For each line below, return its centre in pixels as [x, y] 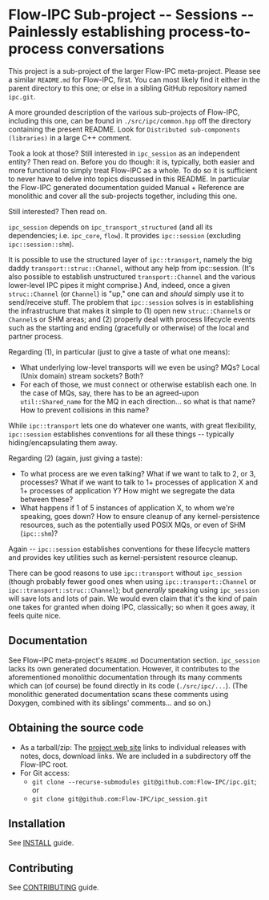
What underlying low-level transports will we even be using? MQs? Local [140, 367]
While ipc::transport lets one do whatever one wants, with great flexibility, [132, 425]
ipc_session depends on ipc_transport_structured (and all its [111, 227]
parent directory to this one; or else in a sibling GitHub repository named [127, 88]
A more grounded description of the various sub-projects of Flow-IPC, [124, 112]
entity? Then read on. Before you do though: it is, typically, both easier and [131, 161]
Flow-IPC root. [44, 764]
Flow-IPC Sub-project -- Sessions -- [131, 15]
